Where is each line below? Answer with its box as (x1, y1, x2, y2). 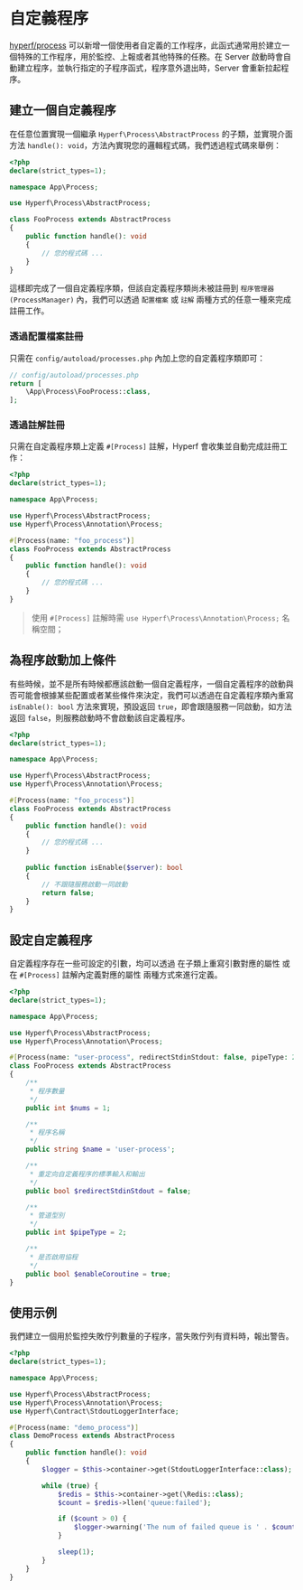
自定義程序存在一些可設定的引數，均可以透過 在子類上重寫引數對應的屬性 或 (9, 959, 290, 969)
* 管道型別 (29, 1211, 65, 1221)
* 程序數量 (29, 1086, 65, 1096)
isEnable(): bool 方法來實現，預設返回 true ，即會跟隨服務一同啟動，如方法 (9, 701, 293, 712)
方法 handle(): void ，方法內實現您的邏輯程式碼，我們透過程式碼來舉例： (9, 139, 282, 150)
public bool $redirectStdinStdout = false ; (25, 1186, 192, 1195)
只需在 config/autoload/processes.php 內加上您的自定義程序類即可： (9, 352, 266, 363)
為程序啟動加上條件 (9, 652, 116, 669)
